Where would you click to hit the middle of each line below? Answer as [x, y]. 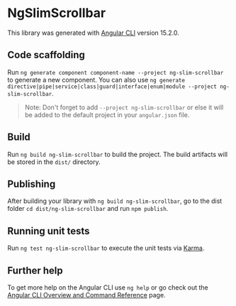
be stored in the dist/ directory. [54, 162]
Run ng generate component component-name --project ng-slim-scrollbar [116, 72]
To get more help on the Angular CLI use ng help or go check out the [108, 288]
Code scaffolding [46, 55]
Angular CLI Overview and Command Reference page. [86, 295]
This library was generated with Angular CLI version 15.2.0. [93, 33]
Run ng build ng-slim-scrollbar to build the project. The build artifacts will [118, 154]
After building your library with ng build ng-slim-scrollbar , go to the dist [115, 201]
